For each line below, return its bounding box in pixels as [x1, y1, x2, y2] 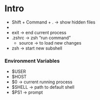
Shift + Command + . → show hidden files [11, 19, 96, 25]
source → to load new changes [19, 40, 81, 46]
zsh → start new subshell [11, 45, 62, 51]
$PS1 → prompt [11, 89, 43, 96]
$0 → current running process [11, 79, 73, 85]
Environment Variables [4, 57, 60, 64]
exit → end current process [11, 29, 67, 35]
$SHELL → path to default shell [11, 84, 75, 90]
